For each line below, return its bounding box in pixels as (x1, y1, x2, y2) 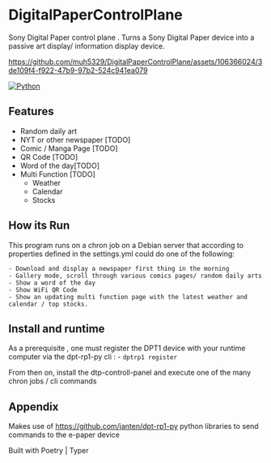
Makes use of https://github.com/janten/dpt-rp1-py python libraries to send (8, 422, 259, 431)
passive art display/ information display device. (8, 41, 166, 50)
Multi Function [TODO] (19, 169, 95, 179)
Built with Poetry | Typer (8, 446, 89, 456)
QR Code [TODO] (19, 152, 78, 161)
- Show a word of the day (8, 278, 95, 287)
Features (8, 105, 54, 118)
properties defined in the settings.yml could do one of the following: (8, 249, 235, 259)
